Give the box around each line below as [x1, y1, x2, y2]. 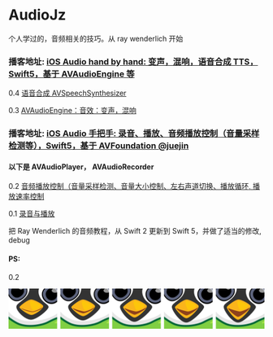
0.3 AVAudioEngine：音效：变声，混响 [8, 106, 136, 116]
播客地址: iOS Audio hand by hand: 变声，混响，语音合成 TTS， [8, 55, 258, 67]
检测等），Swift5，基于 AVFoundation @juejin [8, 140, 189, 151]
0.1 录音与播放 [8, 209, 55, 219]
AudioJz [8, 6, 67, 24]
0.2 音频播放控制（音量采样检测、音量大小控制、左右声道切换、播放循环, [8, 182, 252, 191]
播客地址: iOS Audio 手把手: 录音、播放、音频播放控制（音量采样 [8, 128, 260, 139]
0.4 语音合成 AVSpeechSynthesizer [8, 88, 127, 98]
